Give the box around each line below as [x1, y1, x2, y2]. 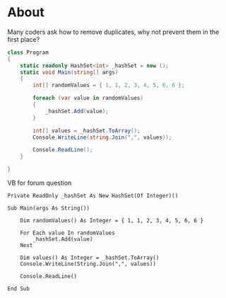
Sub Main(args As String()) [7, 205, 90, 212]
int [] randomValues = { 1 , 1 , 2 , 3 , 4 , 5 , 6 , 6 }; [32, 82, 185, 89]
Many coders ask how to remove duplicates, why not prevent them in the [7, 28, 220, 36]
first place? [7, 35, 40, 43]
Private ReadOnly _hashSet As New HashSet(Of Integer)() [7, 193, 179, 200]
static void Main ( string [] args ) [20, 69, 119, 76]
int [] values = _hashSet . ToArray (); [32, 127, 141, 134]
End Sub [7, 285, 30, 292]
